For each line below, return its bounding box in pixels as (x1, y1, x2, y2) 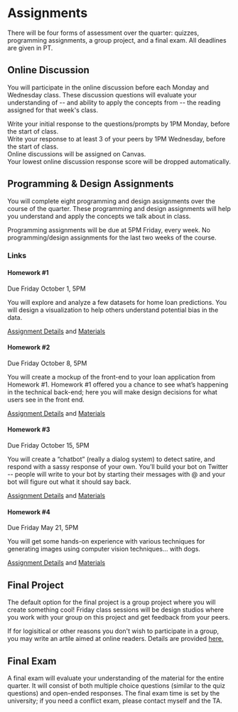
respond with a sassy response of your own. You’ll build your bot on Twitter (7, 463, 229, 471)
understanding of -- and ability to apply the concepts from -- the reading (7, 98, 221, 107)
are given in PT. (7, 43, 53, 52)
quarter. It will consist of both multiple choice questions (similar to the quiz (7, 681, 226, 690)
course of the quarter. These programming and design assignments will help (7, 204, 231, 212)
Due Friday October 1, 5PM (7, 284, 87, 293)
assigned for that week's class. (7, 105, 98, 114)
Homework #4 (7, 507, 51, 516)
